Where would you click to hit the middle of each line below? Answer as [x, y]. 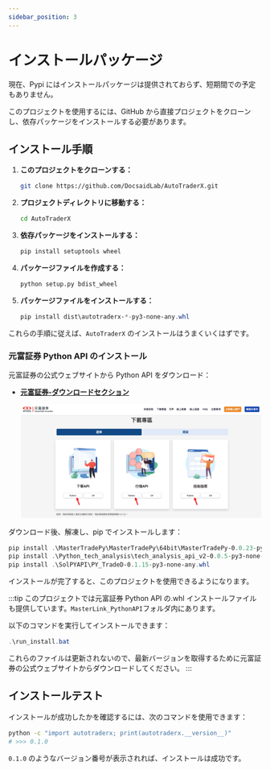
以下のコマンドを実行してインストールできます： [89, 626]
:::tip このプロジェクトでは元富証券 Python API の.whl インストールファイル [133, 599]
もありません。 [33, 94]
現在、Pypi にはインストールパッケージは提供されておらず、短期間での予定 [132, 84]
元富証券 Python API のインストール [78, 356]
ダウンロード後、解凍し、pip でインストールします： [96, 532]
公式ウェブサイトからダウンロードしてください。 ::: [107, 669]
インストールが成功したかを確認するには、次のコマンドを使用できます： [128, 717]
